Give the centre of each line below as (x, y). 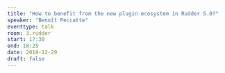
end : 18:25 (23, 46)
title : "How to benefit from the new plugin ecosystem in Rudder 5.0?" (113, 14)
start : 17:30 (26, 40)
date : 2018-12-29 (32, 53)
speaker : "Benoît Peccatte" (48, 20)
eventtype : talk (31, 26)
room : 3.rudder (29, 33)
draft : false (26, 59)
